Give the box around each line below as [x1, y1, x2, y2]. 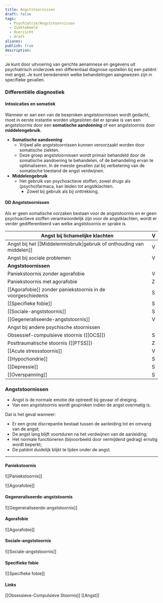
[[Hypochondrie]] [7, 355, 48, 362]
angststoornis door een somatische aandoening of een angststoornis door [5, 122, 155, 128]
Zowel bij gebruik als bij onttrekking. [26, 188, 99, 194]
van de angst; [12, 426, 40, 432]
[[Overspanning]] [7, 371, 48, 378]
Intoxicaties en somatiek [5, 101, 56, 107]
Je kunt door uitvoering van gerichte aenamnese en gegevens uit [5, 61, 136, 67]
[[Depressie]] [7, 363, 38, 370]
